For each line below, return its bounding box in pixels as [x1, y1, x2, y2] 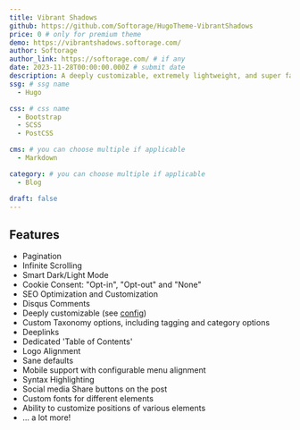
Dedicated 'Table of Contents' [21, 336, 133, 347]
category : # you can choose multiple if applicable [9, 169, 205, 179]
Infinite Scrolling [21, 260, 83, 271]
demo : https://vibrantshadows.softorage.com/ [9, 38, 181, 47]
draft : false [9, 194, 58, 203]
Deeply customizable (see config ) [21, 308, 147, 318]
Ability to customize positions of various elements [21, 403, 206, 414]
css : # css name [9, 104, 70, 113]
